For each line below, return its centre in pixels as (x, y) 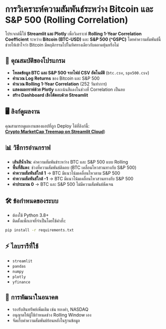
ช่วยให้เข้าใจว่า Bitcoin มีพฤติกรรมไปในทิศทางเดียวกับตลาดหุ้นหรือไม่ (62, 45)
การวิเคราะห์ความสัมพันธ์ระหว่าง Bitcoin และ (79, 9)
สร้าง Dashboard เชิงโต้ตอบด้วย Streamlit (50, 95)
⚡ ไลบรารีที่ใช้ (22, 246)
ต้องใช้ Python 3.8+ (30, 215)
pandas (19, 266)
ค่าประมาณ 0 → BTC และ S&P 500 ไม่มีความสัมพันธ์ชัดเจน (63, 184)
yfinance (21, 282)
